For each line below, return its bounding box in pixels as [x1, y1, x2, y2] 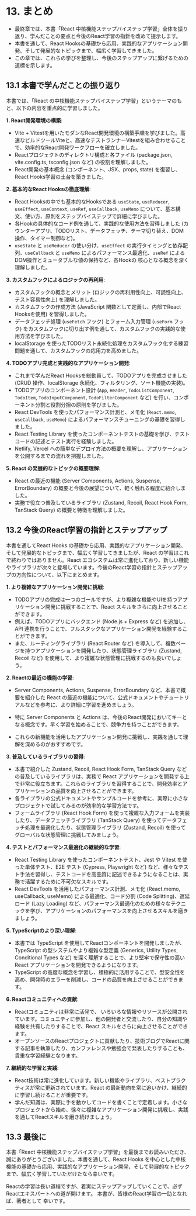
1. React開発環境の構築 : [6, 117, 63, 124]
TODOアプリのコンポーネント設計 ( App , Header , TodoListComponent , [14, 386, 175, 393]
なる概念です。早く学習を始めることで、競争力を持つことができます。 [14, 721, 183, 728]
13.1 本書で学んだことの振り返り [6, 81, 121, 91]
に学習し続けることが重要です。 [14, 1091, 92, 1098]
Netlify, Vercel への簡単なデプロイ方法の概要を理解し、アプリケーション [14, 445, 188, 452]
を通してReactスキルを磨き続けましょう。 [14, 1113, 116, 1120]
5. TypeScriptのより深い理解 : [6, 927, 77, 934]
